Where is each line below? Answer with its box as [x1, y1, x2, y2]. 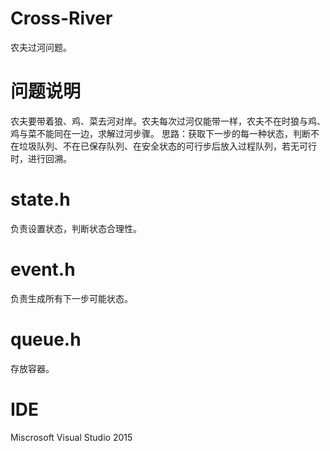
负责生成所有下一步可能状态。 [10, 292, 133, 304]
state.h [10, 188, 71, 211]
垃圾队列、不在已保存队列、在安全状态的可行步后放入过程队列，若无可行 [18, 140, 317, 152]
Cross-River [10, 7, 113, 30]
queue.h [10, 328, 82, 351]
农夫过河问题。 [10, 41, 72, 53]
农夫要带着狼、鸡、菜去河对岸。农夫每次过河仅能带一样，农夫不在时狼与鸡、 [10, 115, 326, 127]
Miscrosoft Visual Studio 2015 [10, 431, 133, 443]
